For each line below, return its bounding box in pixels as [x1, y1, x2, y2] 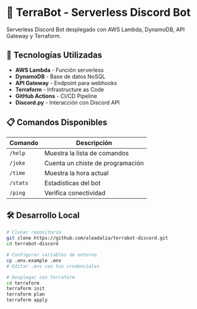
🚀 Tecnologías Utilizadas [6, 50, 102, 61]
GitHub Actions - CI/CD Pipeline [15, 92, 97, 100]
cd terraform [6, 280, 40, 286]
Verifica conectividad [44, 188, 106, 197]
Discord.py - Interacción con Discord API [15, 99, 121, 106]
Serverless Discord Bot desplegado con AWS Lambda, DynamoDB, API [6, 26, 185, 33]
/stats [9, 179, 29, 186]
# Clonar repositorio [6, 229, 62, 236]
